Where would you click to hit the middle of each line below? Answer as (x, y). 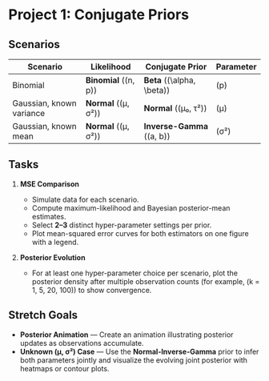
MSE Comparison (50, 184)
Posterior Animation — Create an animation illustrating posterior (126, 335)
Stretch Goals (43, 315)
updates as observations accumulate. (82, 343)
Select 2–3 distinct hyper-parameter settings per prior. (122, 225)
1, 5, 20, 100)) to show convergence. (92, 290)
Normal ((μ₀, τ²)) (175, 108)
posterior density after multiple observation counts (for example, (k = (146, 281)
